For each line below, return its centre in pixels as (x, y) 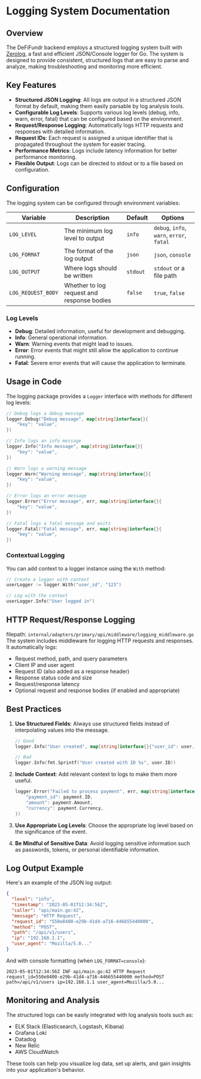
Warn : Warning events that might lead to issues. (74, 344)
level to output (84, 238)
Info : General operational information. (61, 337)
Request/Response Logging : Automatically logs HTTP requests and (99, 125)
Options (173, 218)
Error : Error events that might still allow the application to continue (96, 350)
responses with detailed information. (60, 131)
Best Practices (34, 709)
